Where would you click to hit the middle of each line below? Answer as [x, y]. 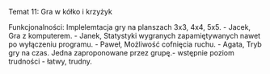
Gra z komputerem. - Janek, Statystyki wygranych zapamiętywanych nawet [135, 36]
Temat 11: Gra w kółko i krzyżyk [61, 12]
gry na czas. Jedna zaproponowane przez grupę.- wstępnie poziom [121, 53]
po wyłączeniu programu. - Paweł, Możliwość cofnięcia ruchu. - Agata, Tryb [135, 44]
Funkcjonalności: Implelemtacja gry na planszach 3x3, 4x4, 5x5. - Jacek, [130, 27]
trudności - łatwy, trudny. [51, 61]
